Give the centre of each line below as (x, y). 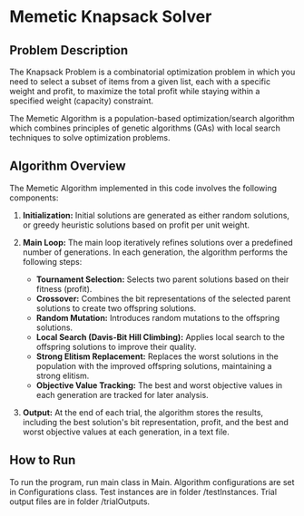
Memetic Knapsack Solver (111, 17)
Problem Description (69, 50)
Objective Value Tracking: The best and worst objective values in (159, 385)
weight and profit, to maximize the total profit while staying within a (135, 91)
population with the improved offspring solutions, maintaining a (154, 365)
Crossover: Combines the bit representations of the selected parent (163, 298)
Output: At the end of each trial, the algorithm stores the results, (143, 412)
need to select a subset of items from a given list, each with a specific (140, 82)
